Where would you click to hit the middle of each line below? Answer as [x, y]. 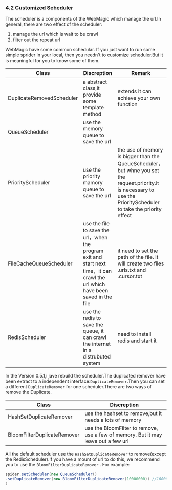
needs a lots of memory [113, 420]
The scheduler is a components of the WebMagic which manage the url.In [83, 19]
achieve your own [139, 98]
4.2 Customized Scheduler [39, 8]
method [92, 114]
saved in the [98, 297]
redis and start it [137, 341]
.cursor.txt [130, 276]
